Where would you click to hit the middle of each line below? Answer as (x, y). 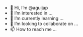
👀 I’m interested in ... (31, 13)
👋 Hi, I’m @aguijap (29, 8)
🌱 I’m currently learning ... (37, 18)
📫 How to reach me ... (33, 29)
